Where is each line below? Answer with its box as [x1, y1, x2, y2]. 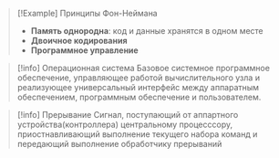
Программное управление [30, 45, 139, 56]
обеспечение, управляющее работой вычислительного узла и [16, 72, 261, 83]
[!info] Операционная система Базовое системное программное [16, 63, 271, 73]
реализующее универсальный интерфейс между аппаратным [16, 82, 260, 92]
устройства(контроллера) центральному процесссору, [16, 119, 233, 130]
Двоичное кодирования [30, 36, 128, 46]
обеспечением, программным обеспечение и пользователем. [16, 91, 262, 102]
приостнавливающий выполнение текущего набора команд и [16, 129, 258, 140]
